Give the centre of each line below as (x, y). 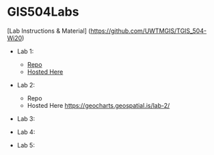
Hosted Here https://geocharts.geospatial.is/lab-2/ (98, 105)
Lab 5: (26, 145)
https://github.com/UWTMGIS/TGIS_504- (149, 31)
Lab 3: (26, 118)
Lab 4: (26, 132)
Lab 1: (25, 51)
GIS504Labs (43, 12)
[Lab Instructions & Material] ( (49, 31)
